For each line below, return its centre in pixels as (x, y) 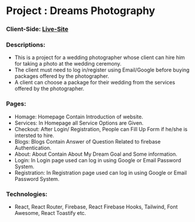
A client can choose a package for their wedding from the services (95, 83)
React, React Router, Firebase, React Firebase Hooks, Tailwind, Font (96, 207)
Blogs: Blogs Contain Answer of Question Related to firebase (88, 141)
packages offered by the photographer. (62, 76)
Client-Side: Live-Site (37, 29)
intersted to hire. (34, 135)
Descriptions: (26, 45)
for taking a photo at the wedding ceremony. (68, 64)
